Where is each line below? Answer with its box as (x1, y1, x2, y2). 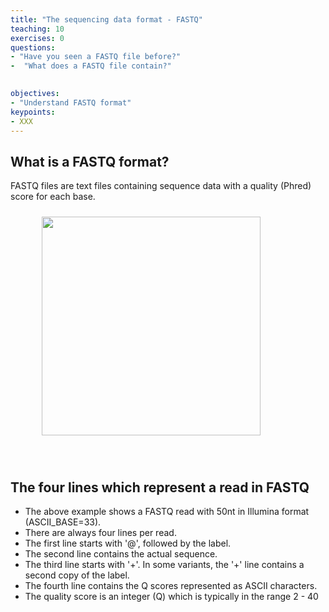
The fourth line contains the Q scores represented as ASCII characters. (24, 580, 318, 591)
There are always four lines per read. (24, 527, 177, 538)
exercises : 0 (10, 33, 65, 43)
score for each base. (10, 191, 96, 203)
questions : (10, 42, 56, 53)
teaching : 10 (10, 24, 65, 34)
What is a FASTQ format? (10, 153, 170, 170)
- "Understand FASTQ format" (10, 97, 132, 108)
